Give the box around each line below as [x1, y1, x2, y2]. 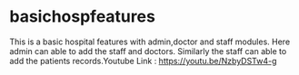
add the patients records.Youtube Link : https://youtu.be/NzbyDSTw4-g [9, 55, 277, 66]
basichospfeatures [9, 6, 156, 27]
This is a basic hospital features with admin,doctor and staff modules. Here [9, 36, 291, 47]
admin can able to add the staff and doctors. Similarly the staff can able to [9, 45, 287, 56]
